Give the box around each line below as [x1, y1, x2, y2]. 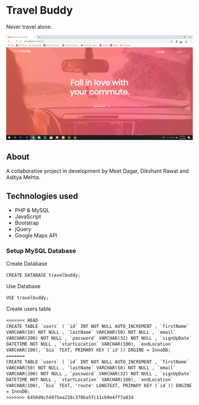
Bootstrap [14, 219, 39, 227]
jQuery [14, 226, 31, 233]
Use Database [6, 283, 41, 290]
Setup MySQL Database [6, 247, 76, 255]
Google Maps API [14, 232, 57, 239]
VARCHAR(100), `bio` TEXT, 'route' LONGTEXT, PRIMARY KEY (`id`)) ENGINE [6, 383, 192, 389]
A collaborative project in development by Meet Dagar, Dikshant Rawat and [6, 167, 190, 175]
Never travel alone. [6, 23, 53, 30]
